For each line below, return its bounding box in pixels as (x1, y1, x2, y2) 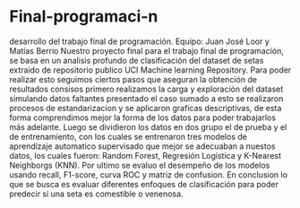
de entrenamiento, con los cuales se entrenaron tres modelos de (9, 131, 248, 142)
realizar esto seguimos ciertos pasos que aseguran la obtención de (9, 74, 258, 84)
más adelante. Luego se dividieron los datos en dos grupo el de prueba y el (9, 121, 287, 132)
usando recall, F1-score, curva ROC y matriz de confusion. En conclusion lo (9, 169, 288, 180)
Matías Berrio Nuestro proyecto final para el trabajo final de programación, (9, 45, 285, 56)
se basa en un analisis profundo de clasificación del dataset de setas (9, 55, 264, 65)
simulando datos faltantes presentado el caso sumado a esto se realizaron (9, 92, 284, 104)
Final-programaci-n (9, 6, 159, 27)
